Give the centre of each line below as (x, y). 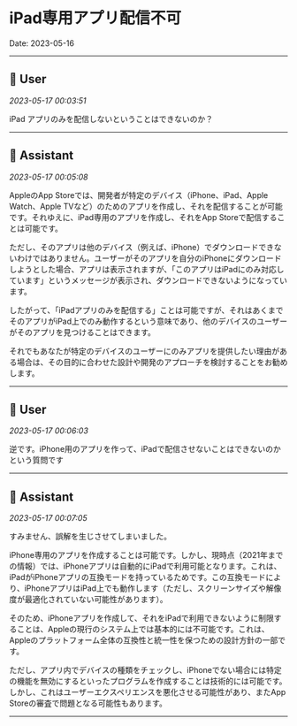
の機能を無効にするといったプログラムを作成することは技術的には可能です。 (148, 681)
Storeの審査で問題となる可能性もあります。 (88, 703)
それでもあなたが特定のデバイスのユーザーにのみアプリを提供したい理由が (145, 351)
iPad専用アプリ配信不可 (95, 18)
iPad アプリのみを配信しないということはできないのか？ (111, 118)
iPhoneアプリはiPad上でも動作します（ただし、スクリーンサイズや (145, 588)
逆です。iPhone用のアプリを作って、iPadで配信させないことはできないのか (145, 449)
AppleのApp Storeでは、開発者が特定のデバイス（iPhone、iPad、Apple (139, 195)
